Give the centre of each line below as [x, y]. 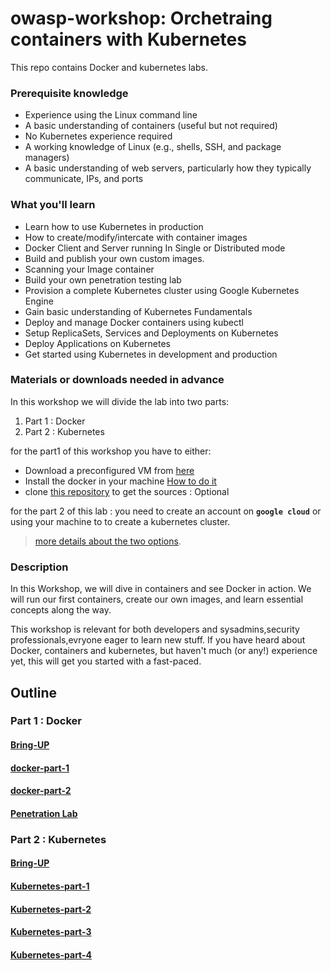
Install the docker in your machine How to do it [120, 481]
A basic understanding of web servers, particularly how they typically [168, 168]
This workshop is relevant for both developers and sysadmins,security [155, 629]
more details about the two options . [108, 541]
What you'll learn [53, 205]
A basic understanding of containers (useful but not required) [151, 126]
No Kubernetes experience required [98, 136]
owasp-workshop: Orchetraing [141, 18]
